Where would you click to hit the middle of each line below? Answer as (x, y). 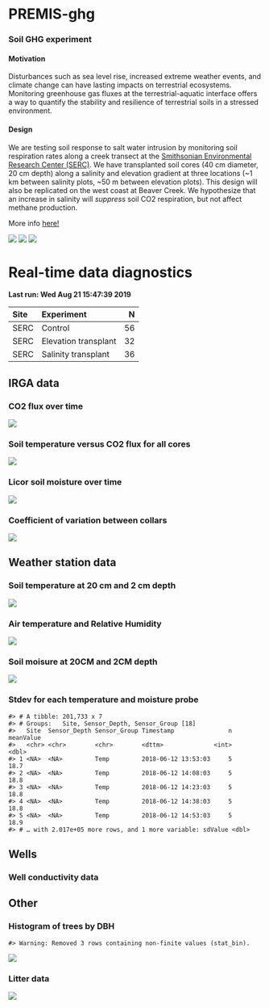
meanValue (25, 737)
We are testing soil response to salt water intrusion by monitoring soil (123, 147)
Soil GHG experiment (50, 40)
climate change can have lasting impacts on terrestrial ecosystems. (120, 85)
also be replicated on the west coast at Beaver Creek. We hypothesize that (132, 190)
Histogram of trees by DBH (62, 926)
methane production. (43, 208)
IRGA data (34, 383)
